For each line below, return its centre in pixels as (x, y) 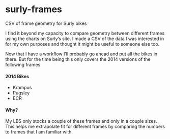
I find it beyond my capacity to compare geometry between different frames (85, 33)
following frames (23, 64)
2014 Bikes (17, 76)
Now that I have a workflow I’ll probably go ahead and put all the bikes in (81, 54)
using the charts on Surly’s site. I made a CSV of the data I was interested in (85, 39)
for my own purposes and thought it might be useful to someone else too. (82, 44)
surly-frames (34, 9)
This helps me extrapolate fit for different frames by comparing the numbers (85, 127)
